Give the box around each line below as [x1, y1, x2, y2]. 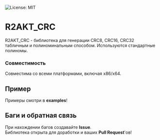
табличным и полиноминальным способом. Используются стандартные [5, 42, 156, 48]
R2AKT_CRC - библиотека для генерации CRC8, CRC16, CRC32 [5, 37, 134, 43]
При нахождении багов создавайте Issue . [5, 124, 92, 130]
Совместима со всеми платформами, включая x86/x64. [5, 70, 121, 77]
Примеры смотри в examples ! [5, 98, 68, 103]
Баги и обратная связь [5, 112, 77, 120]
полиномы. [5, 47, 28, 53]
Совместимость [5, 59, 46, 66]
